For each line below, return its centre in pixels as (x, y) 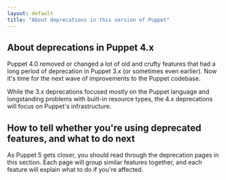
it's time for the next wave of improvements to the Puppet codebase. (104, 79)
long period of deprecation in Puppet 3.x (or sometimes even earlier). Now (112, 71)
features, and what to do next (71, 139)
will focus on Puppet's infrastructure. (59, 106)
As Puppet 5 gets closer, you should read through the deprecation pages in (113, 155)
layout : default (30, 13)
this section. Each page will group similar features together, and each (105, 162)
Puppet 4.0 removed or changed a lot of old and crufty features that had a (111, 64)
